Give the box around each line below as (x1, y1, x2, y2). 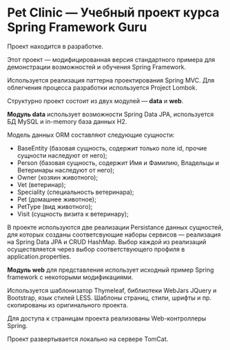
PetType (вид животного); (17, 202, 93, 210)
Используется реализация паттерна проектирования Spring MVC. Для (7, 76, 215, 84)
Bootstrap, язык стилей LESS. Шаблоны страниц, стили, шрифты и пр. (7, 294, 212, 302)
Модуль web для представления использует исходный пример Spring (7, 265, 214, 274)
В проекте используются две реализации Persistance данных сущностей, (7, 223, 224, 231)
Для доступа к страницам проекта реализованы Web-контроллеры (7, 314, 207, 322)
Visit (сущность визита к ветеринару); (17, 210, 129, 218)
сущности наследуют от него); (17, 151, 108, 160)
